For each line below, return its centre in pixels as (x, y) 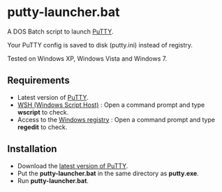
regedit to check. (42, 127)
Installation (32, 149)
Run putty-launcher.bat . (53, 180)
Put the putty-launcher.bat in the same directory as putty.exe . (108, 173)
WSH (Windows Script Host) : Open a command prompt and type (111, 105)
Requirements (38, 81)
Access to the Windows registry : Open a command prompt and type (116, 119)
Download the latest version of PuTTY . (73, 165)
